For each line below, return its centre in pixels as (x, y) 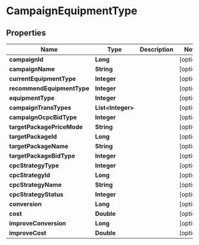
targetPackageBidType (42, 156)
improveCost (28, 233)
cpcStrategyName (36, 185)
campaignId (26, 59)
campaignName (32, 69)
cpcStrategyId (30, 175)
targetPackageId (33, 136)
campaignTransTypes (40, 108)
